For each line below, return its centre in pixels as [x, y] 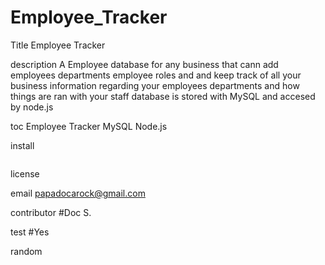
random [26, 251]
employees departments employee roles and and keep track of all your [156, 75]
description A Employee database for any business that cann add [144, 64]
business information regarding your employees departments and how [155, 85]
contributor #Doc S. [51, 212]
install [22, 145]
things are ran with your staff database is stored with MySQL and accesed [163, 96]
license [25, 173]
